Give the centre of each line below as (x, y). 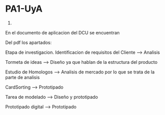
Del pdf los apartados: (28, 42)
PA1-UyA (24, 9)
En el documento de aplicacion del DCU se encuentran (63, 32)
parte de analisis (23, 77)
